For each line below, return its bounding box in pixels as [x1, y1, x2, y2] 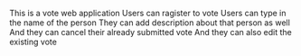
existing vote [9, 36, 57, 47]
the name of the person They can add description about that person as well [9, 17, 291, 28]
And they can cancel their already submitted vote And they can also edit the [9, 27, 292, 37]
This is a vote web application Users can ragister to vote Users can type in [9, 8, 287, 18]
